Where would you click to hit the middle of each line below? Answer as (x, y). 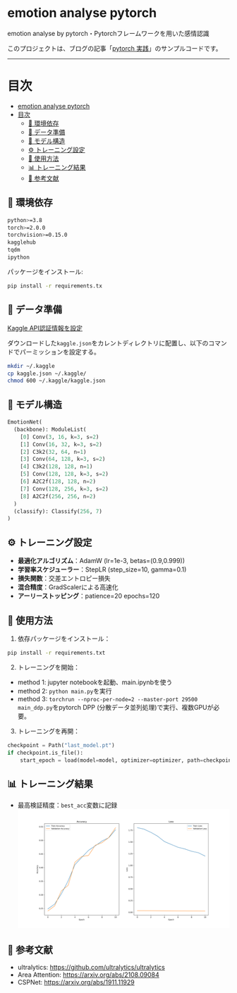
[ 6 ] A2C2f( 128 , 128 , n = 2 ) (58, 482)
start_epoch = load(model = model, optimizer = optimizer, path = (111, 760)
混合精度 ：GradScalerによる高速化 (68, 587)
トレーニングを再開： (48, 731)
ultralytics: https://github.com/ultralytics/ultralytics (91, 968)
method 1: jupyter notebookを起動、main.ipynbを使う (95, 682)
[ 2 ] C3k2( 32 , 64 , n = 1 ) (53, 452)
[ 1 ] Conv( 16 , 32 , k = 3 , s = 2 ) (61, 444)
